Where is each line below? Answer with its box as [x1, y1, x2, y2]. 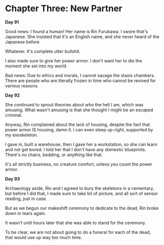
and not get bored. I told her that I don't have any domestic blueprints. [5, 146, 146, 152]
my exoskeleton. [5, 132, 38, 138]
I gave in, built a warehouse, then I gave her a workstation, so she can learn [5, 141, 158, 147]
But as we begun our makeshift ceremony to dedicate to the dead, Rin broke [5, 205, 159, 211]
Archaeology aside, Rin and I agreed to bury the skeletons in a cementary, [5, 185, 154, 191]
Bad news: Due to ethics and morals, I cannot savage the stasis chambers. [5, 72, 156, 78]
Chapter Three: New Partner [5, 3, 122, 14]
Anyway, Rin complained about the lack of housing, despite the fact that [5, 122, 150, 127]
